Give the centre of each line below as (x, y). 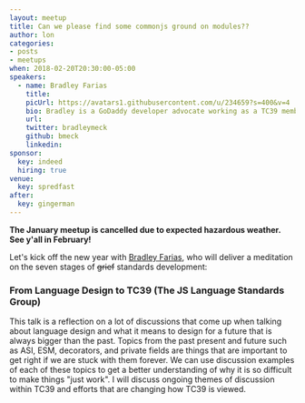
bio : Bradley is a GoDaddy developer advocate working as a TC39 (152, 111)
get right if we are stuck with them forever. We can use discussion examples (152, 360)
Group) (25, 301)
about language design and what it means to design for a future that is (141, 331)
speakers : (28, 77)
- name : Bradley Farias (62, 86)
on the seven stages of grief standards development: (108, 267)
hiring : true (42, 170)
